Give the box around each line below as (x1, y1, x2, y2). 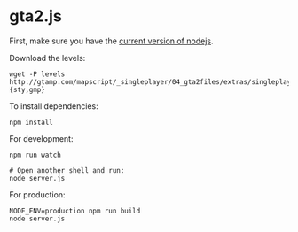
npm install (9, 118, 53, 127)
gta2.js (9, 6, 62, 27)
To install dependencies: (9, 100, 99, 112)
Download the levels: (9, 52, 86, 63)
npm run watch (9, 151, 62, 159)
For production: (9, 189, 66, 200)
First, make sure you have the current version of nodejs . (9, 35, 214, 46)
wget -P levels (9, 69, 66, 79)
